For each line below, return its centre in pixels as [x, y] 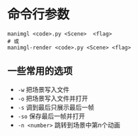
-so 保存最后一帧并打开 [51, 116]
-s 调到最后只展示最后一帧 [56, 107]
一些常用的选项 [40, 71]
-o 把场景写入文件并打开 [53, 98]
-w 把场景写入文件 [44, 89]
